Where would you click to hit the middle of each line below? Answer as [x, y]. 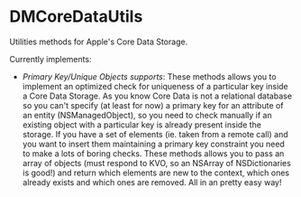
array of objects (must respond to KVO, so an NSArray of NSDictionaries [156, 163]
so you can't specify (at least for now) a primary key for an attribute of [153, 105]
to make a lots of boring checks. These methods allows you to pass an [153, 153]
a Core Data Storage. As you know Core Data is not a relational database [157, 96]
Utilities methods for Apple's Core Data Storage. [99, 42]
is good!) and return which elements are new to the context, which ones [156, 173]
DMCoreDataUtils [76, 17]
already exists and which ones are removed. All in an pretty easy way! [152, 182]
